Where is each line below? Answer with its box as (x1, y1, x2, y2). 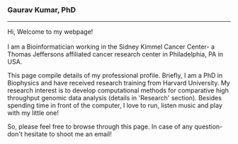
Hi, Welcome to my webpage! (7, 28, 93, 36)
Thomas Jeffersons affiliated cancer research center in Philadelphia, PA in (7, 50, 224, 59)
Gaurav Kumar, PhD (7, 5, 76, 15)
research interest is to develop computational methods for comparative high (7, 86, 229, 95)
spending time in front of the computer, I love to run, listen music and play (7, 101, 223, 110)
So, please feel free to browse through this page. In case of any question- (7, 122, 223, 131)
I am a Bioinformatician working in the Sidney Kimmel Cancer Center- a (7, 42, 215, 51)
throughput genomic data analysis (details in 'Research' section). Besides (7, 94, 222, 102)
